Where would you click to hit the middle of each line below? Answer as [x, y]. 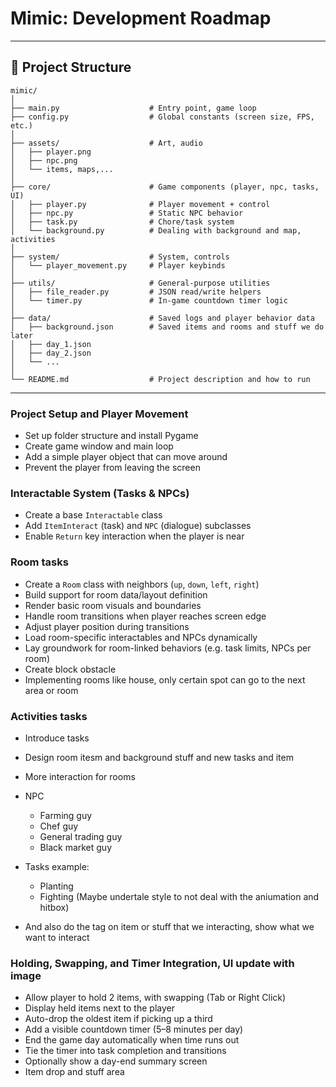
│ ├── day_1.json [51, 344]
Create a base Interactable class [93, 515]
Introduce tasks [57, 738]
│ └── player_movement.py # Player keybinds [118, 265]
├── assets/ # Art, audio [106, 143]
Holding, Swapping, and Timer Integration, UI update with [152, 963]
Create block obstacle [70, 669]
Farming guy [66, 815]
